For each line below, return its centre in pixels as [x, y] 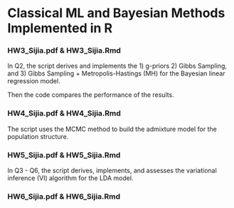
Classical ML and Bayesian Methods [116, 13]
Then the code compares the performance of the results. [91, 95]
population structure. [38, 136]
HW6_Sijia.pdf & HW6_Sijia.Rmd [64, 196]
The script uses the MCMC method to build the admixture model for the [112, 129]
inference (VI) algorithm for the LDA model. [70, 178]
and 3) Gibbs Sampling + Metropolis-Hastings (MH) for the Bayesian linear [116, 73]
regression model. [34, 81]
